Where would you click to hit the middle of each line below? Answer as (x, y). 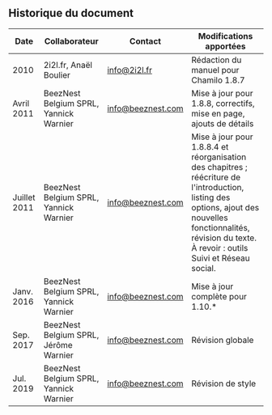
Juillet (24, 197)
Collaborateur (71, 41)
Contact (145, 41)
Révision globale (223, 340)
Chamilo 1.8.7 (218, 80)
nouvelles (210, 218)
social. (204, 268)
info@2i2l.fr (130, 70)
